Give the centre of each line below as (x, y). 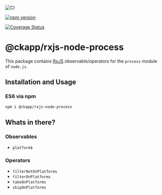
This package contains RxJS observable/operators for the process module (81, 61)
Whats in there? (30, 122)
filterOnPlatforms (31, 177)
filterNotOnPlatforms (35, 172)
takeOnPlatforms (29, 182)
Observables (21, 136)
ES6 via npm (21, 96)
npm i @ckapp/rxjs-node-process (39, 107)
